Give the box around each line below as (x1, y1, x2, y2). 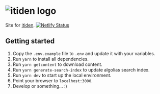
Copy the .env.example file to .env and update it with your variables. (12, 50, 155, 56)
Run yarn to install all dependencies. (12, 56, 89, 62)
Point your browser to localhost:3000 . (12, 77, 93, 84)
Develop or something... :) (12, 83, 67, 89)
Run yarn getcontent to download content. (12, 61, 103, 67)
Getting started (5, 37, 55, 45)
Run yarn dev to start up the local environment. (12, 72, 112, 78)
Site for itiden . (5, 22, 35, 28)
